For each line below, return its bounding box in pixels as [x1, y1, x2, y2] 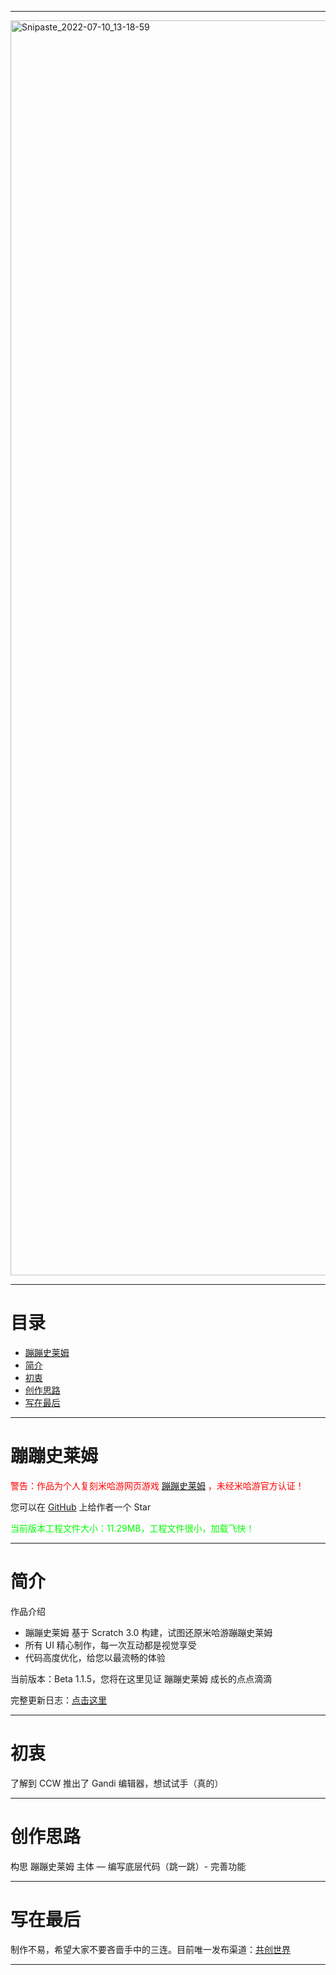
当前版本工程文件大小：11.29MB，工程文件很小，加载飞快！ [10, 1522, 255, 1534]
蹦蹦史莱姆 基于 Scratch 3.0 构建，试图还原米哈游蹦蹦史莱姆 [24, 1626, 273, 1638]
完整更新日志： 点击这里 [10, 1694, 107, 1706]
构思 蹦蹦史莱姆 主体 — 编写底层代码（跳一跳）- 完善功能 [10, 1860, 247, 1872]
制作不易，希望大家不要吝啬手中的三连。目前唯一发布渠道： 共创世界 [10, 1943, 291, 1955]
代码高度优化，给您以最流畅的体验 [24, 1651, 166, 1663]
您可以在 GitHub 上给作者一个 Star [10, 1501, 152, 1513]
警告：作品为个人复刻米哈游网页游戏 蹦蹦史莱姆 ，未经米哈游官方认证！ [10, 1479, 305, 1491]
